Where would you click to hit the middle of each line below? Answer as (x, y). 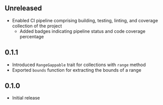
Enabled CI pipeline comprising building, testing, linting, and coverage (85, 20)
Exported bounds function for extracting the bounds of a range (77, 70)
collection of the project (37, 26)
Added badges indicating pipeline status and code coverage (83, 31)
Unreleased (24, 8)
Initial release (26, 98)
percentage (32, 36)
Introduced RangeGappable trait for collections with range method (79, 65)
